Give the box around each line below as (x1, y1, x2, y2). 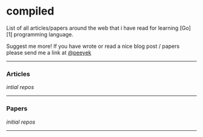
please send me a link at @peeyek (6, 48, 92, 56)
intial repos (6, 84, 34, 91)
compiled (6, 4, 54, 18)
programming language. (13, 30, 74, 38)
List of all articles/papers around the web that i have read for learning (6, 24, 179, 32)
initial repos (6, 118, 36, 125)
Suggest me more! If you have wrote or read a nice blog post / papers (6, 42, 180, 50)
